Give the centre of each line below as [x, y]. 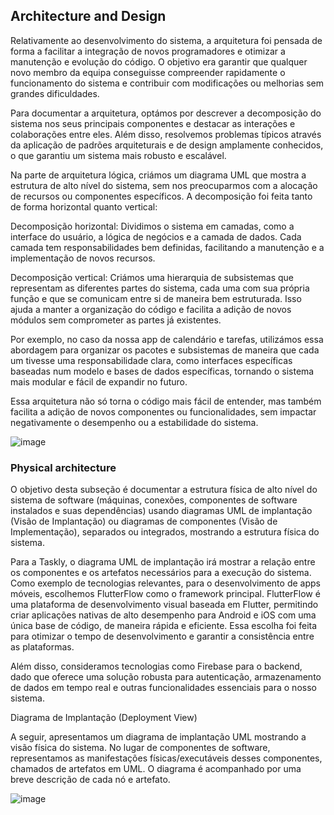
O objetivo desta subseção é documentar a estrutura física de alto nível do [164, 490]
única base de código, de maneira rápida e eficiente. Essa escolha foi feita [164, 626]
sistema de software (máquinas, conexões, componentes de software [154, 500]
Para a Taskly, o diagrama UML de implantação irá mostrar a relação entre [163, 562]
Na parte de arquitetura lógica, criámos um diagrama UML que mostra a [158, 175]
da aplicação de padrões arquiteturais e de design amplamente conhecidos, [167, 145]
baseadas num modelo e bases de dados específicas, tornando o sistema [162, 371]
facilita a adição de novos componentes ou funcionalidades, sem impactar [163, 411]
